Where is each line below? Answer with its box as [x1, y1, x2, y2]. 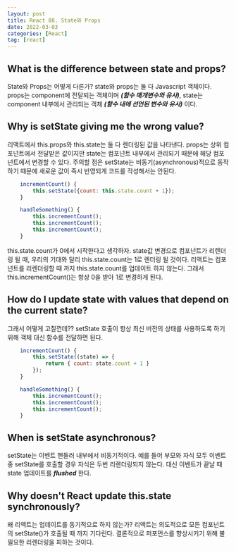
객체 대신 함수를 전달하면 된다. [20, 333, 104, 342]
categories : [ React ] [7, 30, 68, 37]
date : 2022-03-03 [7, 23, 58, 30]
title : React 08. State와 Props [7, 17, 101, 24]
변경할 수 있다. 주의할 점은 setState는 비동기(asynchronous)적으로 [31, 158, 216, 166]
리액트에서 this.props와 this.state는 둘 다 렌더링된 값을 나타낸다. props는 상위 [7, 140, 222, 149]
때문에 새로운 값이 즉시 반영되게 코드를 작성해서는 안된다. [20, 166, 177, 175]
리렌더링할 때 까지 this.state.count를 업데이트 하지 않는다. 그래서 [25, 263, 204, 272]
